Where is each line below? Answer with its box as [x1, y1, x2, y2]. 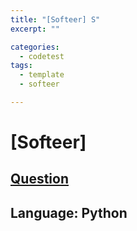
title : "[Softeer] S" [10, 14, 101, 25]
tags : [10, 61, 33, 71]
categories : [10, 42, 60, 52]
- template [19, 70, 65, 80]
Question [10, 171, 69, 188]
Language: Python [10, 204, 128, 221]
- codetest [19, 51, 65, 61]
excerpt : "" [10, 24, 60, 34]
